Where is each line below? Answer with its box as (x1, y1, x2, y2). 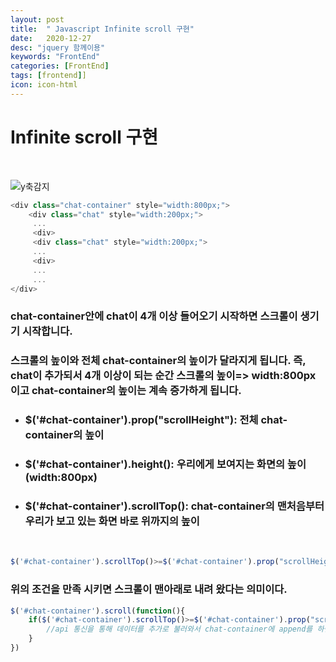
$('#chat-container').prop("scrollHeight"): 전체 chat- (24, 413, 288, 427)
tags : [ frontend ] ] (10, 71, 87, 81)
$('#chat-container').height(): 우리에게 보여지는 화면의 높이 (24, 457, 307, 471)
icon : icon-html (10, 80, 78, 90)
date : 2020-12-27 (10, 33, 92, 43)
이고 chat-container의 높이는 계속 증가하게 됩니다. (10, 384, 242, 398)
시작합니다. (21, 324, 73, 338)
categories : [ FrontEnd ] (10, 61, 110, 71)
